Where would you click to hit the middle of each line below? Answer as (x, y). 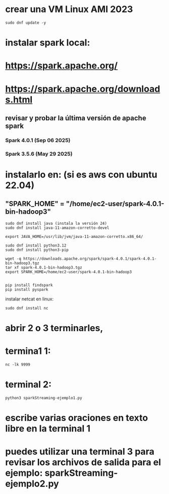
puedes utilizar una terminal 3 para (80, 452)
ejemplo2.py (32, 484)
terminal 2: (29, 385)
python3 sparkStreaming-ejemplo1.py (44, 398)
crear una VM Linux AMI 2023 (69, 9)
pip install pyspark (27, 289)
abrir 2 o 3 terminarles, (54, 328)
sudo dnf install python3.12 (36, 245)
